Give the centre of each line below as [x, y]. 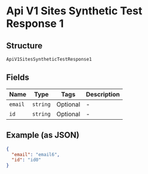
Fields [18, 78]
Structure [24, 46]
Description [103, 94]
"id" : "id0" [27, 160]
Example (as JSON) [43, 135]
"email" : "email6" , [36, 154]
